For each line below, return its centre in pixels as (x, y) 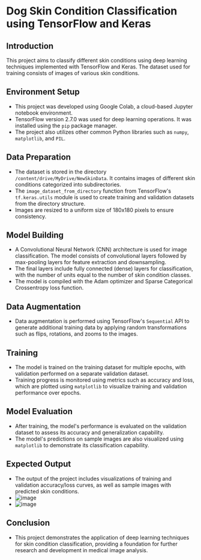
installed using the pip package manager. (66, 125)
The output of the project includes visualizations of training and (93, 478)
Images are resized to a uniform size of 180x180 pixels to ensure (94, 210)
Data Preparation (38, 157)
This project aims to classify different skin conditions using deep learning (97, 60)
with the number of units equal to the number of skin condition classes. (103, 275)
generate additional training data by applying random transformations (101, 328)
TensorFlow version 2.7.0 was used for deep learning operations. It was (103, 119)
